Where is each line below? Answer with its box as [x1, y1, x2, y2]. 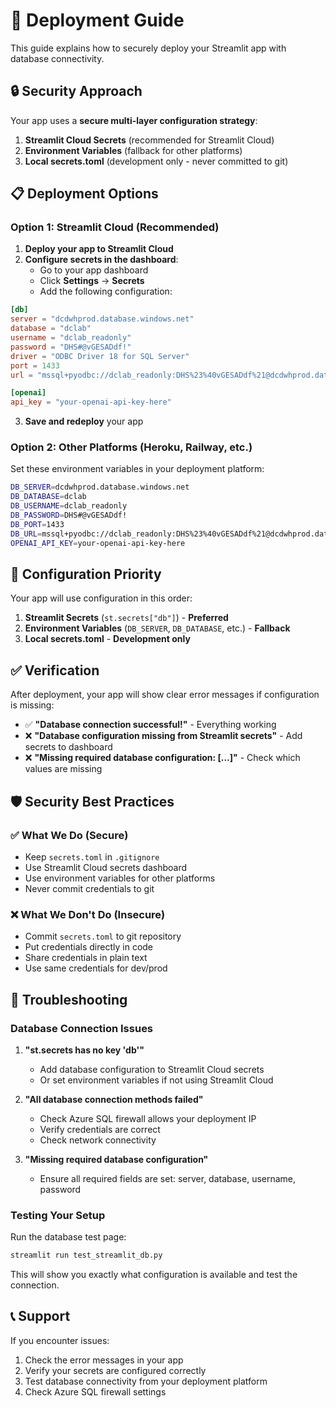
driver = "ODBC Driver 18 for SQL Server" [10, 351, 190, 361]
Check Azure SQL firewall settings [24, 1385, 167, 1398]
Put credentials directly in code [24, 941, 154, 953]
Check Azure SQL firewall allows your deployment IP [39, 1112, 257, 1124]
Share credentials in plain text [24, 952, 148, 964]
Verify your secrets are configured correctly [24, 1364, 207, 1376]
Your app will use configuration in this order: [10, 592, 193, 604]
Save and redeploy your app [24, 415, 144, 428]
